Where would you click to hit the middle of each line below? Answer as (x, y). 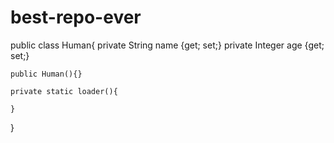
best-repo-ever (76, 17)
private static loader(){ (64, 91)
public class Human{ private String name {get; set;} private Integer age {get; (167, 45)
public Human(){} (46, 74)
